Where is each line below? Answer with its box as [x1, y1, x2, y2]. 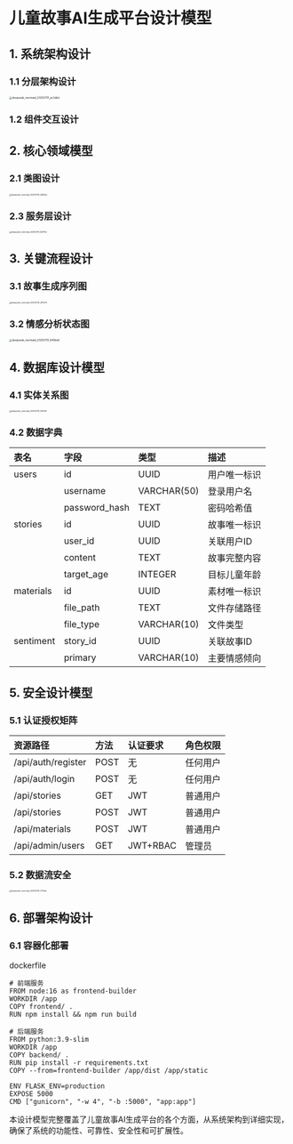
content [63, 552, 96, 564]
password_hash [63, 502, 131, 514]
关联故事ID [207, 635, 253, 648]
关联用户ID [207, 536, 253, 548]
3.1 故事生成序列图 [9, 280, 87, 293]
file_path [63, 601, 100, 614]
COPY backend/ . [9, 1051, 69, 1059]
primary [63, 651, 97, 664]
